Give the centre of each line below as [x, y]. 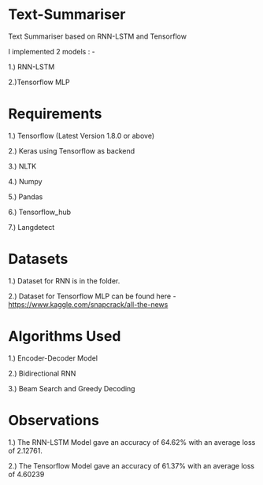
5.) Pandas [26, 196]
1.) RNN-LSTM [31, 67]
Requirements [55, 114]
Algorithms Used [65, 336]
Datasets [38, 259]
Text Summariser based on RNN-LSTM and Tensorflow [98, 36]
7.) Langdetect [31, 227]
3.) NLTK [22, 166]
